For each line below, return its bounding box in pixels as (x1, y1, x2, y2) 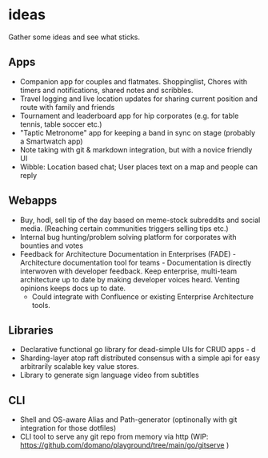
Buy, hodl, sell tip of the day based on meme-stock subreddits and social (19, 215, 261, 225)
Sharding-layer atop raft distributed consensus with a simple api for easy (19, 353, 261, 363)
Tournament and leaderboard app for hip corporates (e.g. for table (19, 111, 239, 120)
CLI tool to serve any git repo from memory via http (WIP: (19, 432, 209, 442)
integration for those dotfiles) (19, 424, 117, 433)
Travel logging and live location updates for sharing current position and (19, 94, 258, 103)
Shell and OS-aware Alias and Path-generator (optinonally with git (19, 415, 238, 424)
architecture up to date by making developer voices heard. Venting (19, 274, 240, 284)
